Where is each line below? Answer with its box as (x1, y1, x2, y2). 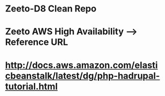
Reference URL (5, 36, 68, 48)
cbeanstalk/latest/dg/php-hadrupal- (5, 70, 161, 81)
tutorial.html (5, 80, 58, 92)
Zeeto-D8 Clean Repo (5, 3, 97, 14)
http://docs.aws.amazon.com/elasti (5, 59, 158, 70)
